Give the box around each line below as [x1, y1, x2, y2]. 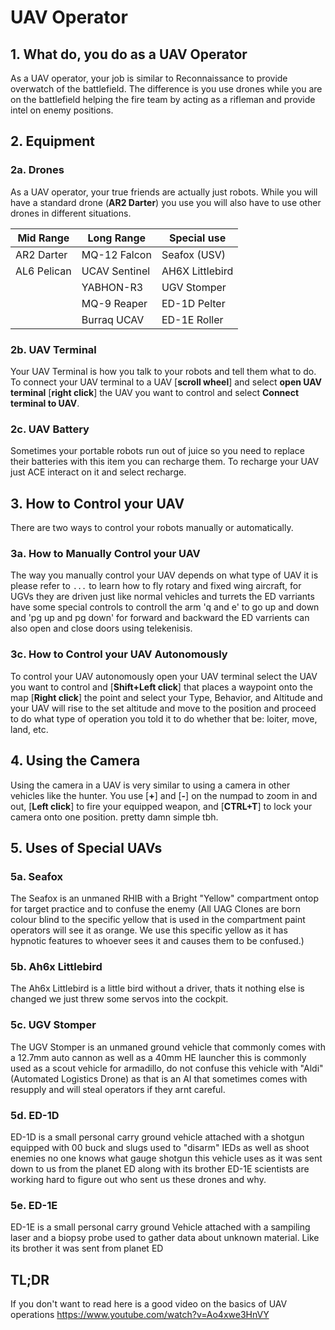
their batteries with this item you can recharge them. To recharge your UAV [10, 456, 320, 468]
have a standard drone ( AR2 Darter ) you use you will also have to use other [10, 196, 322, 208]
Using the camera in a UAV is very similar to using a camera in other [10, 779, 291, 791]
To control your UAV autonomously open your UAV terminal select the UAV [10, 670, 318, 682]
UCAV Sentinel [81, 264, 151, 278]
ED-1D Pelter [161, 296, 226, 310]
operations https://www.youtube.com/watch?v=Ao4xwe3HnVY [10, 1309, 270, 1321]
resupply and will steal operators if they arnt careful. [10, 1083, 226, 1095]
